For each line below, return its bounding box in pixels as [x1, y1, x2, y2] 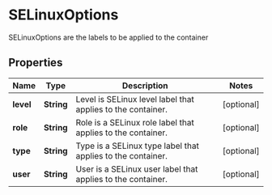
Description [121, 79, 168, 91]
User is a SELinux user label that [75, 163, 198, 175]
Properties [8, 56, 63, 70]
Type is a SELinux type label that [75, 140, 200, 151]
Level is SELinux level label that [75, 93, 194, 104]
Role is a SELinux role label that [75, 117, 194, 128]
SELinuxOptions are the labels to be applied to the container [8, 32, 209, 42]
